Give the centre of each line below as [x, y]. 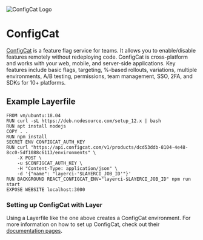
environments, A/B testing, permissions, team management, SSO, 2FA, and [99, 76]
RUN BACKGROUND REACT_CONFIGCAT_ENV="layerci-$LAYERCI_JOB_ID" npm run [98, 179]
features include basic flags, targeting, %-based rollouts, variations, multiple [102, 70]
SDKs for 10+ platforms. [36, 82]
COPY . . [17, 131]
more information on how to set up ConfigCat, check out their [83, 224]
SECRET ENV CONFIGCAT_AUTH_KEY [46, 142]
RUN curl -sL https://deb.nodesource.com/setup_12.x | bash [84, 121]
